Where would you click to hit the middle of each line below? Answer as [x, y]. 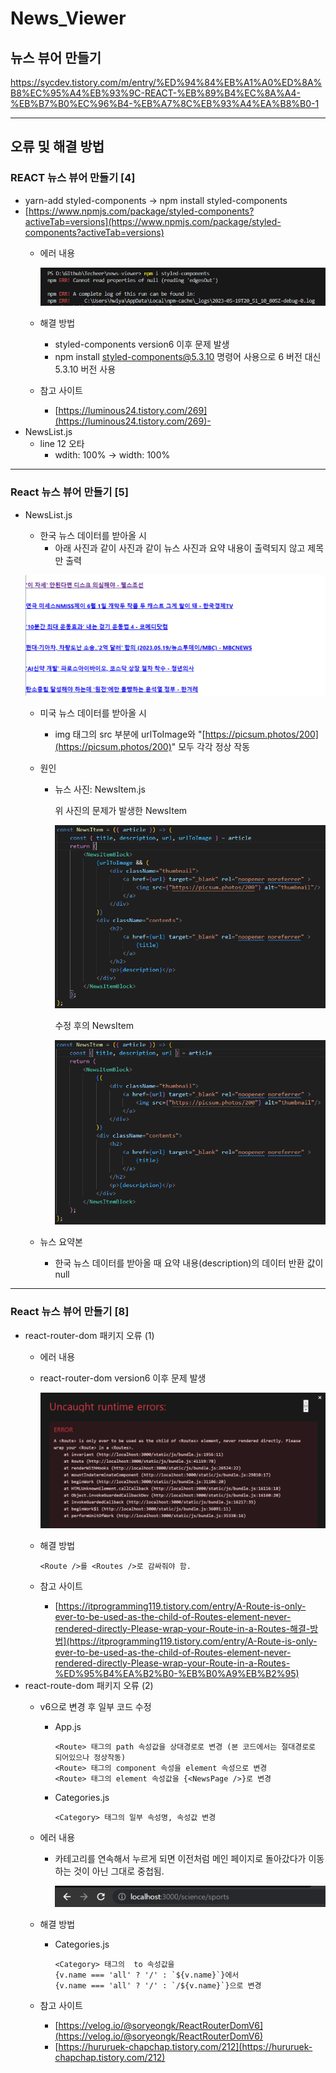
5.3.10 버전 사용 [85, 369]
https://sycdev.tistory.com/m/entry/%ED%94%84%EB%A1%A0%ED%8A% [166, 82]
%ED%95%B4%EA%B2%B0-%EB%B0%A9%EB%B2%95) [177, 1673]
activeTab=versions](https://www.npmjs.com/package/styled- [153, 221]
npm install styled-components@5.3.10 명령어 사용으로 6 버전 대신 [188, 357]
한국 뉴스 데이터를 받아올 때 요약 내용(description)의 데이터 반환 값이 [189, 1263]
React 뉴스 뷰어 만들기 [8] [70, 1312]
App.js [68, 1726]
